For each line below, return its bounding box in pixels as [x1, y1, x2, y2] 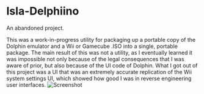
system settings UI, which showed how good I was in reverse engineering [6, 75, 192, 82]
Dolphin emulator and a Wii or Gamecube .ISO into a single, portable [6, 42, 178, 50]
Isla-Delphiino [6, 4, 79, 18]
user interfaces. [6, 81, 46, 89]
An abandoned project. [6, 24, 64, 32]
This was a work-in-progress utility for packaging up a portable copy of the [6, 36, 196, 43]
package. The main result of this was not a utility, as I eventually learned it [6, 49, 192, 56]
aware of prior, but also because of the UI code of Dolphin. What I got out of [6, 62, 198, 69]
